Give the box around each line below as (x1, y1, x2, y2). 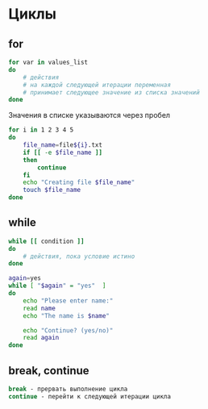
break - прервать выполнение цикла (8, 385, 128, 393)
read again (23, 334, 60, 342)
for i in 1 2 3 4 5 (8, 126, 74, 134)
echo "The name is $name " (23, 311, 110, 319)
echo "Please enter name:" (23, 296, 114, 305)
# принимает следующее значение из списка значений (23, 88, 200, 97)
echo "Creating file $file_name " (23, 178, 135, 186)
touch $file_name (23, 186, 81, 194)
